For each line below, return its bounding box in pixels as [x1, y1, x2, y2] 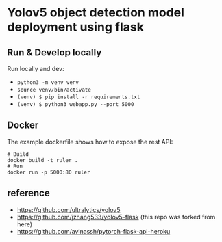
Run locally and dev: [7, 65, 64, 72]
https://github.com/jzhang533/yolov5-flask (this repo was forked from [16, 213, 216, 221]
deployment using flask [7, 19, 145, 35]
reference [7, 187, 50, 199]
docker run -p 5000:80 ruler [7, 169, 90, 176]
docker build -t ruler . [7, 157, 78, 163]
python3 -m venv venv [16, 79, 79, 86]
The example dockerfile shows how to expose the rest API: [7, 137, 173, 146]
